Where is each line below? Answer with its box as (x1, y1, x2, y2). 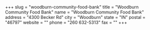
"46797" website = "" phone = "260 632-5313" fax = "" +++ (5, 19, 127, 25)
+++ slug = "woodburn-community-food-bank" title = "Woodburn (5, 4, 139, 10)
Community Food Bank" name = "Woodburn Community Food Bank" (5, 9, 144, 15)
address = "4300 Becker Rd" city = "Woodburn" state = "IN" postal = (5, 15, 146, 20)
